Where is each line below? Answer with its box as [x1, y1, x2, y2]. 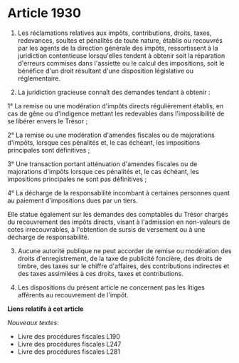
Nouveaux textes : [7, 318, 59, 327]
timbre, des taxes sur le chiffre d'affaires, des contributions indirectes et [17, 262, 230, 270]
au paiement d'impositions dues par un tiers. [7, 196, 138, 205]
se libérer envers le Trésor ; [7, 116, 88, 126]
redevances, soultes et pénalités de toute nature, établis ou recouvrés [17, 36, 223, 44]
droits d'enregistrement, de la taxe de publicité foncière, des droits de [17, 254, 223, 262]
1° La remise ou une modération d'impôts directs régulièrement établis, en [7, 101, 224, 110]
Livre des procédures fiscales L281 [17, 347, 121, 356]
